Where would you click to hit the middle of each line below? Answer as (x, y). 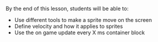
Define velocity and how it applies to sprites (68, 26)
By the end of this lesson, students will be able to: (67, 9)
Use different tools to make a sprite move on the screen (83, 20)
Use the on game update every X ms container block (80, 33)
